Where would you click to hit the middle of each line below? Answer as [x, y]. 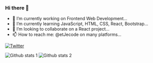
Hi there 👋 [17, 8]
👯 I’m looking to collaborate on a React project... [61, 29]
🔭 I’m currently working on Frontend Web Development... [70, 19]
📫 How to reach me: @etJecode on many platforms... [67, 34]
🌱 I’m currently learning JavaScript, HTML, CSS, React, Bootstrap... [80, 24]
